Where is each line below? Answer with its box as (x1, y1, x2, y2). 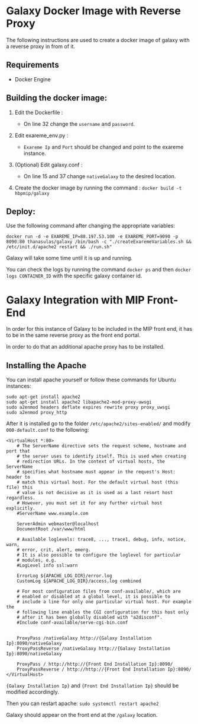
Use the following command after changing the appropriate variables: (6, 222, 176, 229)
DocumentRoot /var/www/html (17, 526, 86, 532)
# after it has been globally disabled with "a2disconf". (17, 615, 163, 621)
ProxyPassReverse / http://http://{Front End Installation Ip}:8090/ (17, 666, 192, 672)
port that (6, 448, 31, 454)
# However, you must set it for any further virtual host (17, 500, 163, 506)
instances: (6, 382, 31, 390)
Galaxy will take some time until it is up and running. (6, 254, 133, 262)
